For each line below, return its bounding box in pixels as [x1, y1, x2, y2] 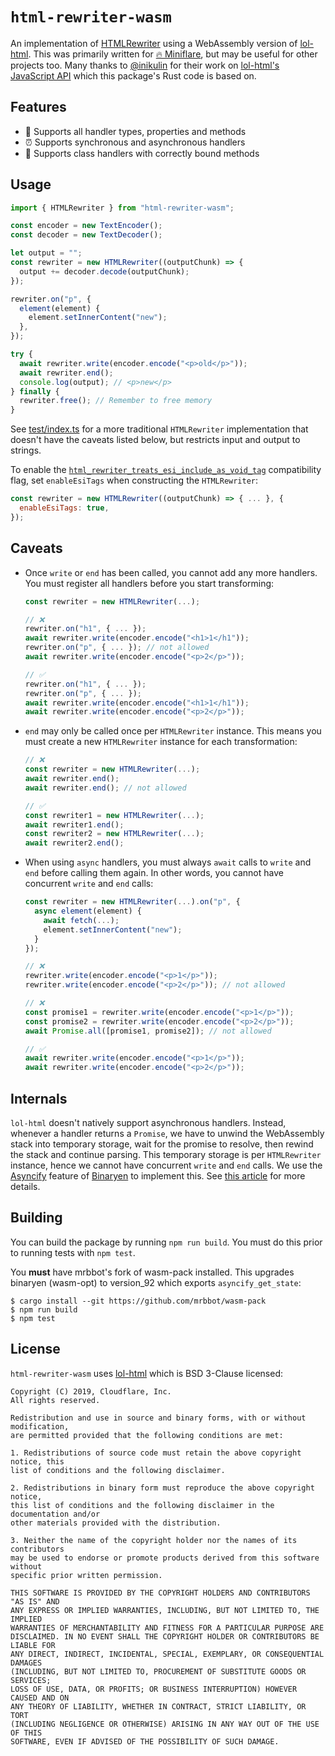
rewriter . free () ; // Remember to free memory [19, 396, 213, 406]
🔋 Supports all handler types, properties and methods [24, 125, 247, 137]
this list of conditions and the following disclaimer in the [10, 1500, 275, 1510]
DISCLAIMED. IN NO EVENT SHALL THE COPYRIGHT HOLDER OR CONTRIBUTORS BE [10, 1631, 320, 1642]
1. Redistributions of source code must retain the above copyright [10, 1448, 302, 1458]
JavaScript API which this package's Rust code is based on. [10, 69, 257, 82]
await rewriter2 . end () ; [24, 838, 125, 848]
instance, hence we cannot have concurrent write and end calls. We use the [10, 1159, 323, 1171]
